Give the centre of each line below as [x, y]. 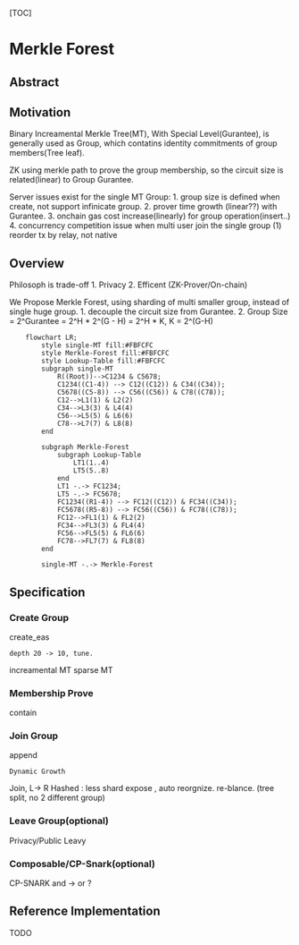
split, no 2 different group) [57, 798]
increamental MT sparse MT [61, 669]
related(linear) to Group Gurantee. [71, 180]
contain [23, 713]
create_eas [29, 637]
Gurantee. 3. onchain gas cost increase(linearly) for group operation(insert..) [150, 216]
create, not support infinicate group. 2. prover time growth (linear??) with [143, 207]
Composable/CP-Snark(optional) [83, 864]
